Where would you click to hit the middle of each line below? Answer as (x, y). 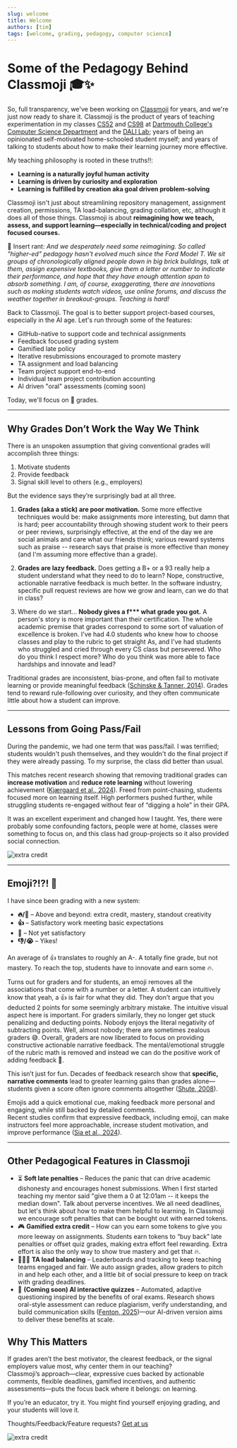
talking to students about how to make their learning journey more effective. (117, 147)
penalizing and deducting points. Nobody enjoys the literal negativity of (111, 1022)
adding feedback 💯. (36, 1060)
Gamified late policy (47, 349)
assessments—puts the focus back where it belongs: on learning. (102, 1389)
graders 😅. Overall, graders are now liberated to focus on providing (106, 1037)
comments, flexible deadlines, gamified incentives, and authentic (102, 1382)
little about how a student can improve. (64, 700)
